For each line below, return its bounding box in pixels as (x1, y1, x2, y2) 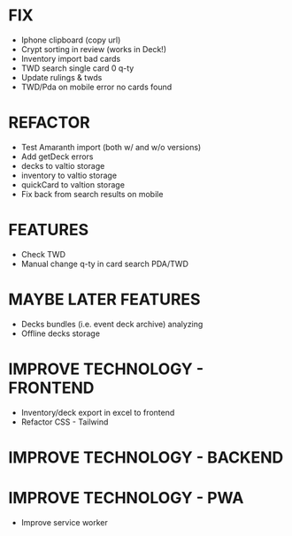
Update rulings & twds (20, 72, 103, 82)
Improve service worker (20, 517, 108, 527)
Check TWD (20, 249, 66, 259)
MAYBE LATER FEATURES (8, 289, 201, 310)
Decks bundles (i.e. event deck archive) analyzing (20, 318, 204, 329)
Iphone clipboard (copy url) (20, 34, 121, 45)
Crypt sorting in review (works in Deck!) (20, 43, 167, 54)
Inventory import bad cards (20, 53, 121, 64)
